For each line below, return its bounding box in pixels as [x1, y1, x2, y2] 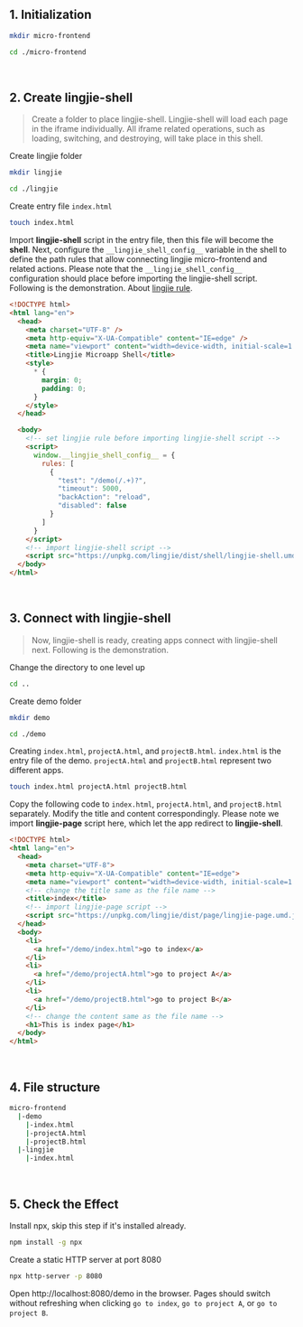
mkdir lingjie [9, 168, 63, 177]
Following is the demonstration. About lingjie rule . [9, 283, 193, 293]
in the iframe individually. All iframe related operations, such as [31, 124, 266, 135]
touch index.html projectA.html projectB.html [9, 782, 188, 791]
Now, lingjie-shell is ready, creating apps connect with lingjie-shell [31, 634, 278, 645]
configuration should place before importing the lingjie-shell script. [9, 273, 258, 284]
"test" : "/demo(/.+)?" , [57, 476, 147, 485]
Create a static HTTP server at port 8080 [9, 1254, 162, 1265]
